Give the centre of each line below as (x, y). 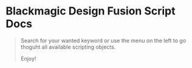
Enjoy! (28, 58)
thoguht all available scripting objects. (68, 47)
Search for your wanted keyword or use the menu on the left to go (103, 40)
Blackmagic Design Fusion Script (91, 11)
